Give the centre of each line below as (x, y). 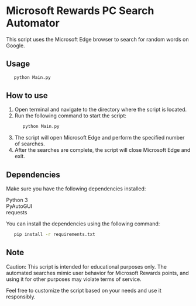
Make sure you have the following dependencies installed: (76, 189)
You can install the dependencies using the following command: (83, 224)
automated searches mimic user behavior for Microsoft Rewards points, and (97, 273)
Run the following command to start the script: (71, 116)
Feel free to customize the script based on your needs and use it (84, 290)
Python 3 (17, 200)
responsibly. (21, 297)
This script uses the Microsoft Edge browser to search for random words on (97, 39)
